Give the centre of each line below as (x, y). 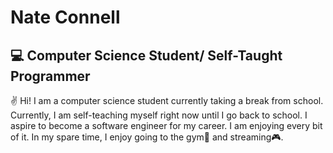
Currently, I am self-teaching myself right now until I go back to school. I (159, 115)
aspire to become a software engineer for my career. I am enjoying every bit (166, 125)
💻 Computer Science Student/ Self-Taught (146, 55)
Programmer (50, 76)
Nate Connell (65, 17)
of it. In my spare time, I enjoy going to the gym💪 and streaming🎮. (147, 137)
